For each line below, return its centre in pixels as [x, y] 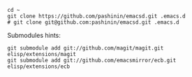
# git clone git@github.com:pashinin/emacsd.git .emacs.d [93, 22]
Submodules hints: [34, 35]
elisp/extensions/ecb [39, 66]
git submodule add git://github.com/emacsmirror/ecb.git [92, 60]
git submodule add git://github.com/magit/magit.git [86, 48]
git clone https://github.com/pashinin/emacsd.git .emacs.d [97, 16]
